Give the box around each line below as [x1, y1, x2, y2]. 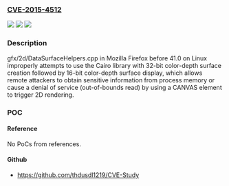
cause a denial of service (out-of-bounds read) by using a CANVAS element [7, 83, 222, 91]
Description [7, 38, 47, 48]
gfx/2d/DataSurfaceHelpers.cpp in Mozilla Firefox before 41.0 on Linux [7, 54, 208, 62]
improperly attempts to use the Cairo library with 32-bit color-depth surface [7, 61, 222, 69]
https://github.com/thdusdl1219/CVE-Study [17, 170, 140, 179]
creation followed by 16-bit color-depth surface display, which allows [7, 69, 203, 77]
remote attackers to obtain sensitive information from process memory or [7, 75, 215, 84]
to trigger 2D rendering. [7, 91, 74, 99]
